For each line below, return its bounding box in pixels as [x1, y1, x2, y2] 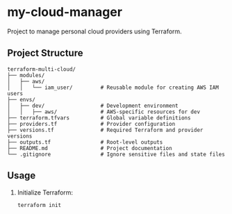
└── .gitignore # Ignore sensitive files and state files [7, 151, 226, 158]
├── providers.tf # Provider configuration [7, 120, 176, 127]
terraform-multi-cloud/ [7, 65, 76, 73]
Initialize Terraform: [17, 188, 74, 197]
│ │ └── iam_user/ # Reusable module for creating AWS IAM [7, 84, 219, 91]
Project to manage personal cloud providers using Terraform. [7, 27, 182, 35]
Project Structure [7, 47, 83, 59]
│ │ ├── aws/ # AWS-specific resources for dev [7, 108, 200, 115]
